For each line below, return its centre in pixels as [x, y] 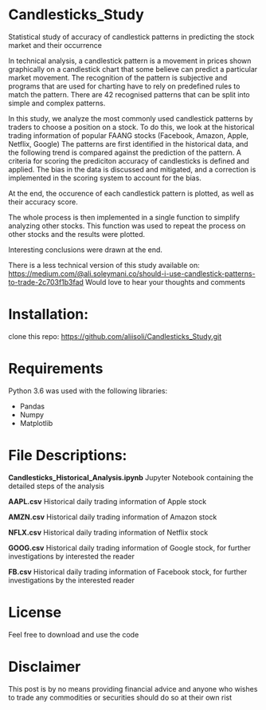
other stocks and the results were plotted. [77, 234]
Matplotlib [36, 423]
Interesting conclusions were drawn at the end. [86, 250]
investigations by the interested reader [72, 580]
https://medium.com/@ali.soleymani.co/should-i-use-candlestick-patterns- [132, 274]
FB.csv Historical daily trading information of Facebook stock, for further [128, 571]
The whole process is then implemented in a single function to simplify [124, 217]
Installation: [49, 315]
